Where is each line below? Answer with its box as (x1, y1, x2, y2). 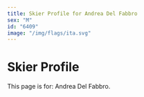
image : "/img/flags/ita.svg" (7, 29, 91, 37)
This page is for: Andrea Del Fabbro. (7, 82, 111, 91)
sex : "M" (7, 17, 33, 24)
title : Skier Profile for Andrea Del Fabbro (7, 10, 138, 17)
